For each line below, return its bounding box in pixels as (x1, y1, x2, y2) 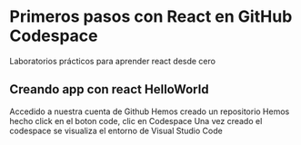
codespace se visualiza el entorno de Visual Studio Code (9, 125, 223, 136)
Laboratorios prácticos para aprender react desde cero (9, 55, 216, 66)
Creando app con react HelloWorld (9, 82, 209, 97)
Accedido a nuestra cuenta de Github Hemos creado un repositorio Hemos (9, 106, 290, 117)
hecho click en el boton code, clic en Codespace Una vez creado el (9, 115, 263, 126)
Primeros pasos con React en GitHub (9, 6, 293, 27)
